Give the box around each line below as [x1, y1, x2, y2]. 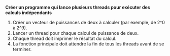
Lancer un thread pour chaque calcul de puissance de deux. [12, 30, 139, 36]
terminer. [12, 46, 32, 52]
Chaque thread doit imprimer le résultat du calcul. [12, 35, 117, 41]
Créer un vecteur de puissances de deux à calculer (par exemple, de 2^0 [12, 20, 165, 25]
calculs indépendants [5, 10, 52, 16]
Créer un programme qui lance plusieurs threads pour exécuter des [5, 5, 151, 10]
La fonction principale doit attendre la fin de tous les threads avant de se [12, 41, 164, 47]
